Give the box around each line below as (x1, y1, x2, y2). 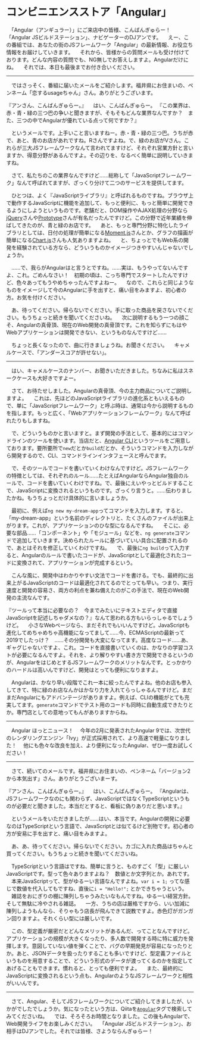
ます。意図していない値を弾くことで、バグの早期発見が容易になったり (16, 942, 188, 950)
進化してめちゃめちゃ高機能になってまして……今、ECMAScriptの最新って (6, 629, 185, 636)
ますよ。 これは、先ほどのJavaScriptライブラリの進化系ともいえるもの (6, 394, 185, 402)
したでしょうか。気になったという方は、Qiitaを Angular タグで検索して (21, 1005, 192, 1012)
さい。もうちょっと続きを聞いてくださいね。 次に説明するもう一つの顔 (6, 314, 185, 321)
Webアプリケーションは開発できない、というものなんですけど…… (6, 329, 167, 336)
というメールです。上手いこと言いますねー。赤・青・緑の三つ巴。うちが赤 (11, 129, 193, 136)
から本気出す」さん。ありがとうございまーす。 (6, 774, 121, 782)
